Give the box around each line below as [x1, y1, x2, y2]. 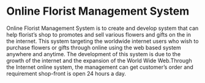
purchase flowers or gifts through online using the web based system [6, 44, 182, 51]
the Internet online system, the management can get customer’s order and [6, 63, 194, 71]
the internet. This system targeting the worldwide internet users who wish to [6, 37, 199, 45]
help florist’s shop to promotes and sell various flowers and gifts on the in [6, 31, 192, 38]
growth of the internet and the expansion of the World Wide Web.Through [6, 57, 192, 64]
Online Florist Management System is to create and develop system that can [6, 24, 199, 32]
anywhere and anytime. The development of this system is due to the [6, 50, 181, 57]
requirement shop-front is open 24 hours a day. [6, 70, 127, 77]
